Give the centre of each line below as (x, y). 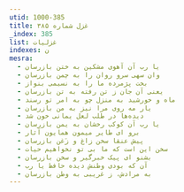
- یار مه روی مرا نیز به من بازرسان (84, 108)
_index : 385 (31, 34)
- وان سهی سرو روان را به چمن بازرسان (89, 75)
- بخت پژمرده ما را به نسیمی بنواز (83, 83)
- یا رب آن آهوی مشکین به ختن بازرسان (89, 67)
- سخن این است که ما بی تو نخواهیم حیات (92, 149)
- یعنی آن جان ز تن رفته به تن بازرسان (91, 91)
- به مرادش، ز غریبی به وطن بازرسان (84, 173)
